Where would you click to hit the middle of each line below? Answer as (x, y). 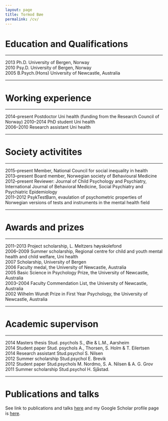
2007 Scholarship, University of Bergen (46, 262)
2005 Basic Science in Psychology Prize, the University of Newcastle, (77, 273)
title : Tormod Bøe (24, 15)
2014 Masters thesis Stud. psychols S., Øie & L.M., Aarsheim (67, 343)
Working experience (48, 98)
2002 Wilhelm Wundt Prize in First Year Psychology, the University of (76, 294)
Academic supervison (52, 324)
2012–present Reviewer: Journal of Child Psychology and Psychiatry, (76, 181)
